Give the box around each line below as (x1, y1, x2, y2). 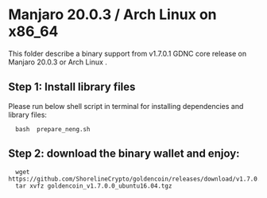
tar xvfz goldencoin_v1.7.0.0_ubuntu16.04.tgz (15, 181, 172, 190)
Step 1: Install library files (8, 80, 136, 94)
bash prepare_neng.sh (15, 125, 91, 133)
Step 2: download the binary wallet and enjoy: (8, 147, 240, 161)
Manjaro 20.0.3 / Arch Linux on (8, 6, 217, 24)
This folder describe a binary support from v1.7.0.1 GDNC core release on (8, 49, 247, 58)
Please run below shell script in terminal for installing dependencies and (8, 101, 244, 111)
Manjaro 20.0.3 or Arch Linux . (8, 57, 107, 67)
